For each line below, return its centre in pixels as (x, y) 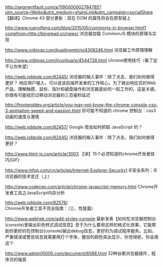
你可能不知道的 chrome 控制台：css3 (119, 111)
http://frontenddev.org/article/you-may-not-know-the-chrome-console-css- (81, 105)
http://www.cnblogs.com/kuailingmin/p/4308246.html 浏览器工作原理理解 (79, 50)
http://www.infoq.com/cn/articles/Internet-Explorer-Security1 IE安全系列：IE (81, 170)
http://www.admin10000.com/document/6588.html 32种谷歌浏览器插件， (78, 253)
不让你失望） (18, 66)
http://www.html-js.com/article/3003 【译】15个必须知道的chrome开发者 (78, 154)
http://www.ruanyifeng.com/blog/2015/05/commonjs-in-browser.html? (76, 28)
